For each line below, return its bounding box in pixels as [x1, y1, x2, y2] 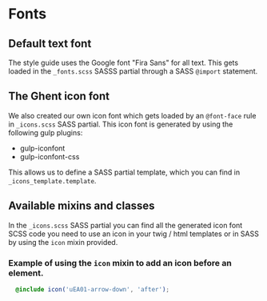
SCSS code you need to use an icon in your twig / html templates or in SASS [8, 229, 260, 239]
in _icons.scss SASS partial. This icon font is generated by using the [8, 119, 233, 129]
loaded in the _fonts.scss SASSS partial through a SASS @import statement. [8, 66, 258, 76]
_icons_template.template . [8, 175, 97, 185]
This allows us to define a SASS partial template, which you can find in [8, 167, 241, 177]
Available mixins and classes [8, 199, 155, 213]
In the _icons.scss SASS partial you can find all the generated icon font [8, 220, 243, 230]
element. [8, 267, 44, 279]
